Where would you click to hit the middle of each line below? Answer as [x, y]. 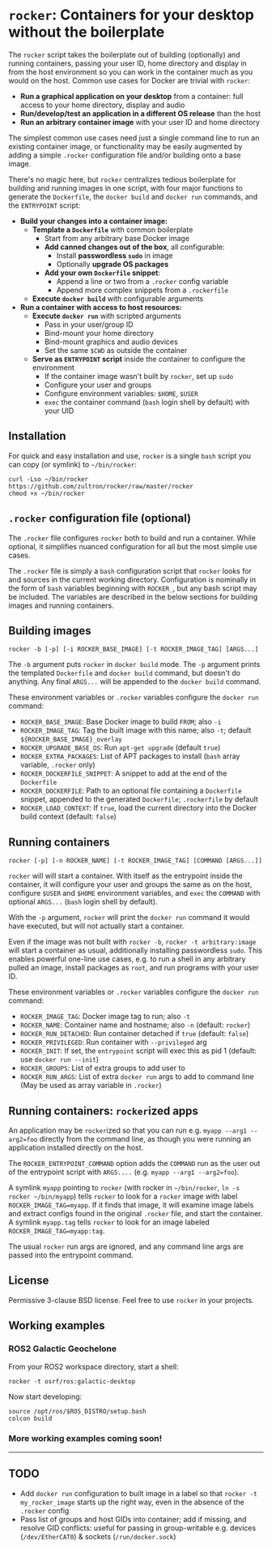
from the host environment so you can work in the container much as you [131, 71]
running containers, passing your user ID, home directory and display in [127, 63]
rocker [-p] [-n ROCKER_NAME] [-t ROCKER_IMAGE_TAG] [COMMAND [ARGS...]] [136, 861]
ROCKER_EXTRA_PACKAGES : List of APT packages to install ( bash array [130, 756]
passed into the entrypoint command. [71, 1255]
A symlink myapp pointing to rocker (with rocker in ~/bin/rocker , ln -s [124, 1188]
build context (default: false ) [68, 816]
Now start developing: [45, 1396]
